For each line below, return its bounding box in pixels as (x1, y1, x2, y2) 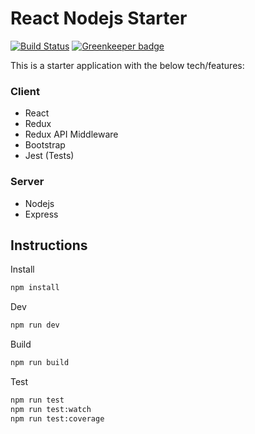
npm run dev (10, 320, 60, 331)
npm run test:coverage (10, 413, 105, 424)
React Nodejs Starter (10, 7, 188, 30)
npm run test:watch (10, 404, 92, 414)
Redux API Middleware (24, 128, 119, 141)
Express (24, 208, 59, 220)
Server (10, 175, 45, 189)
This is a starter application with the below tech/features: (10, 59, 245, 71)
